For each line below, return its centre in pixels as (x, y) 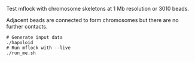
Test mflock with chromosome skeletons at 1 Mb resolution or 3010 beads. (98, 9)
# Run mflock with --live (38, 48)
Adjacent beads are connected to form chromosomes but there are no (93, 20)
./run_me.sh (21, 53)
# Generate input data (34, 38)
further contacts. (27, 27)
